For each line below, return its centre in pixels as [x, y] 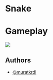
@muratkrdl [24, 72]
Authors [18, 60]
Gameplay [26, 31]
